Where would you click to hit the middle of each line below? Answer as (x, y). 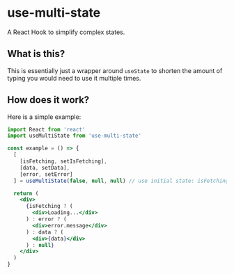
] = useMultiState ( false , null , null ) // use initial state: (104, 181)
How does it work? (48, 100)
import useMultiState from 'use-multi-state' (74, 136)
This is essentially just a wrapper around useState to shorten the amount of (115, 70)
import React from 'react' (46, 129)
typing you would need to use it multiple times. (74, 78)
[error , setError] (46, 174)
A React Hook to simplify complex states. (66, 32)
